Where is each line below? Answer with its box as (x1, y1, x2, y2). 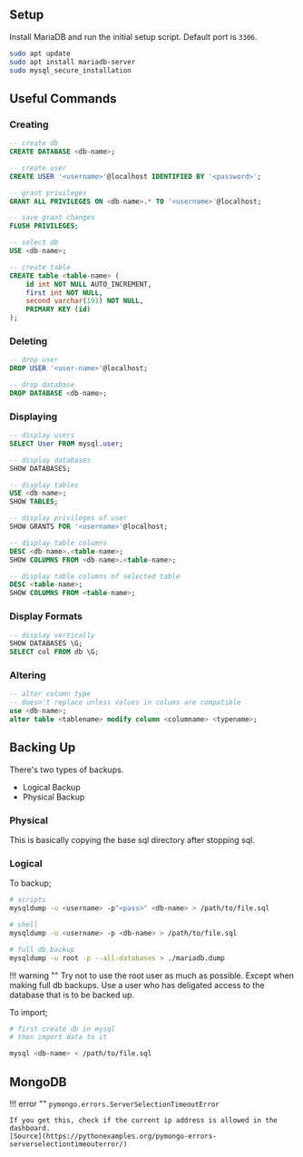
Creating (9, 118, 49, 131)
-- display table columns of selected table (9, 572, 181, 581)
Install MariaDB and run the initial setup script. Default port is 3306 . (9, 31, 258, 42)
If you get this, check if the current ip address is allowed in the (9, 1116, 279, 1125)
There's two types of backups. (9, 764, 124, 775)
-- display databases (9, 456, 92, 465)
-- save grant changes (9, 213, 95, 222)
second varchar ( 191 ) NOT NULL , (25, 297, 144, 306)
